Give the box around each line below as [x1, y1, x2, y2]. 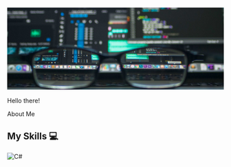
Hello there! [7, 96, 40, 104]
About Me [7, 109, 36, 118]
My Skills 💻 [7, 131, 58, 142]
